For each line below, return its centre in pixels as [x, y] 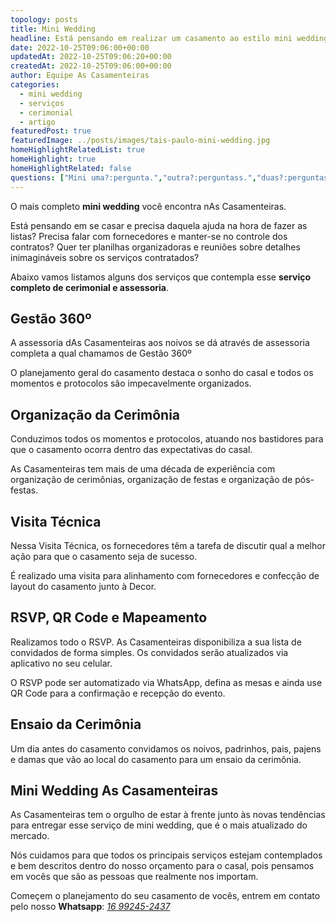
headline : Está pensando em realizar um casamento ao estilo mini [151, 38]
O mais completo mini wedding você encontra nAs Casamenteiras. [148, 206]
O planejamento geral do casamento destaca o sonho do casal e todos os [162, 373]
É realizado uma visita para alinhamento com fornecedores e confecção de [165, 575]
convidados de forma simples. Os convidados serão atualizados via [149, 652]
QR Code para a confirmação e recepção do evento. [118, 693]
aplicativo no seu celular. [61, 663]
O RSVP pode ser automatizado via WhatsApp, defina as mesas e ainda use [166, 682]
